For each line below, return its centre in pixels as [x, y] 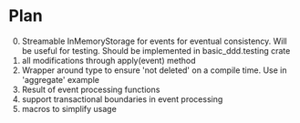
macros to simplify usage [69, 108]
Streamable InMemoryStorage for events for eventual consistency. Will [155, 41]
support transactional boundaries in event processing [122, 99]
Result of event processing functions [91, 89]
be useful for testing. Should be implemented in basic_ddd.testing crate [156, 50]
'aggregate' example [60, 79]
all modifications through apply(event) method [109, 60]
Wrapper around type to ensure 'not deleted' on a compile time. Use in [154, 70]
